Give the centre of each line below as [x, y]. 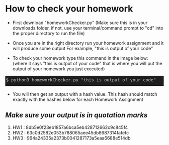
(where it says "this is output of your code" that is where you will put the [87, 63]
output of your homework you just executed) [59, 69]
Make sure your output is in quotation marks [76, 115]
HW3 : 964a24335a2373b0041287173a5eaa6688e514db [71, 138]
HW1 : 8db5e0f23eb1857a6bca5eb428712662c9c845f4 [70, 127]
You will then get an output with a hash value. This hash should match [85, 94]
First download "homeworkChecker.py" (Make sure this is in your [80, 23]
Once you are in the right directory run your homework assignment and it [88, 43]
